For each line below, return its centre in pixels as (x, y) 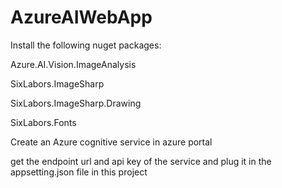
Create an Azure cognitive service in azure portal (111, 142)
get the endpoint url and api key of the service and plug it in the (141, 161)
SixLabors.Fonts (43, 122)
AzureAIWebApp (81, 17)
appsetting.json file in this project (79, 172)
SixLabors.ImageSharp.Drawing (76, 103)
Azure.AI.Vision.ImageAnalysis (73, 64)
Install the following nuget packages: (86, 45)
